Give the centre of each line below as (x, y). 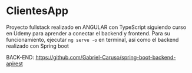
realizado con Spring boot (38, 46)
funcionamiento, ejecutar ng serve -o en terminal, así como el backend (92, 39)
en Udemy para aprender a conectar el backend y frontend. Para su (88, 33)
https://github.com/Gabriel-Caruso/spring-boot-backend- (105, 57)
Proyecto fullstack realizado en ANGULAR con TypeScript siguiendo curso (96, 27)
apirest (14, 64)
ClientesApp (37, 11)
